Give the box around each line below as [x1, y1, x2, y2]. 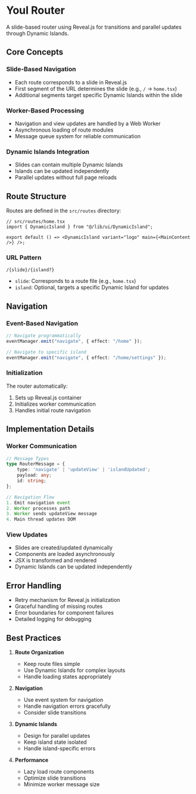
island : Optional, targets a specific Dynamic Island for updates [14, 284, 169, 291]
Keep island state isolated [23, 738, 88, 746]
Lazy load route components [23, 768, 94, 775]
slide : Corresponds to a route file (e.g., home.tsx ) [14, 278, 136, 285]
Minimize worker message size [23, 781, 100, 788]
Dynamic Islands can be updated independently [14, 563, 132, 570]
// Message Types [6, 455, 49, 461]
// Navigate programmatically [6, 333, 82, 339]
